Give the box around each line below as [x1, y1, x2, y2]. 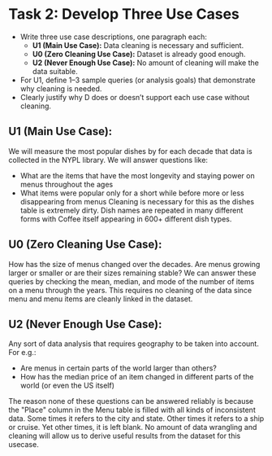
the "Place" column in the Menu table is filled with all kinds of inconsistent [8, 405, 256, 415]
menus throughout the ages [19, 179, 114, 189]
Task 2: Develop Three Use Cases [8, 5, 240, 24]
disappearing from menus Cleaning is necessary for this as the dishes [19, 196, 254, 206]
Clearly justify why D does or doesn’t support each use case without [19, 92, 250, 102]
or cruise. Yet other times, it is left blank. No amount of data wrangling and [8, 423, 257, 432]
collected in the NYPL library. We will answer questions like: [8, 155, 209, 164]
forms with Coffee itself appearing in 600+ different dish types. [19, 213, 232, 224]
